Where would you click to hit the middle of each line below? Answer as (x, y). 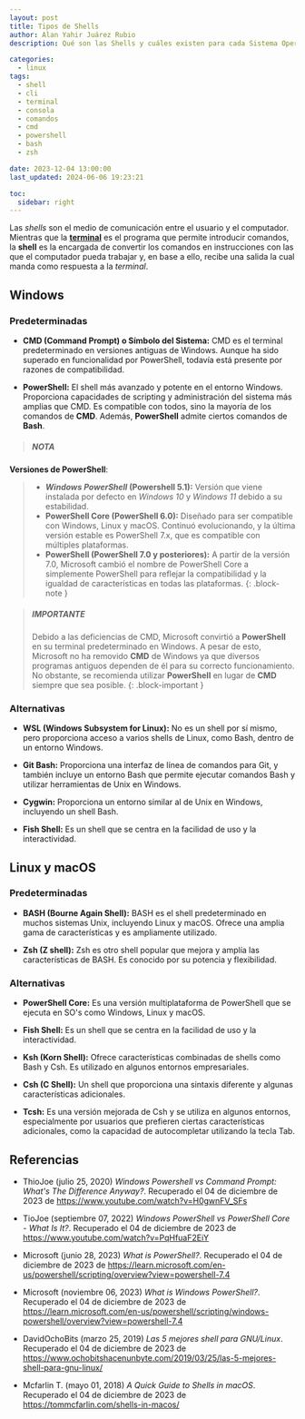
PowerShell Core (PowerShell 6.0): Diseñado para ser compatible (169, 516)
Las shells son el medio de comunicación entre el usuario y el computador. (149, 228)
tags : (20, 77)
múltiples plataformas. (87, 545)
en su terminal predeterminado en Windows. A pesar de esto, (146, 646)
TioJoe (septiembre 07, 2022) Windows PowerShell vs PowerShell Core (156, 1218)
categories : (32, 60)
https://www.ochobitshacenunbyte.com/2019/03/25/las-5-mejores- (149, 1357)
